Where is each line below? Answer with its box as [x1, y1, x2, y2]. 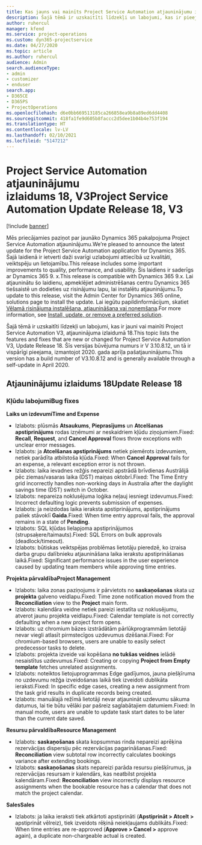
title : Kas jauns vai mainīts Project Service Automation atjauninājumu [6, 8, 192, 15]
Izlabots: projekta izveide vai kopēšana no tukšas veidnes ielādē [14, 651, 176, 658]
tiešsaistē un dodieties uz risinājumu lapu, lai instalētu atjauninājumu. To [6, 285, 183, 293]
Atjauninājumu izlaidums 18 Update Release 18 [6, 378, 182, 389]
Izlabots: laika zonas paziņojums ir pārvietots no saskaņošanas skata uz [14, 587, 195, 594]
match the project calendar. [14, 789, 84, 797]
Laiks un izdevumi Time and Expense [6, 410, 100, 418]
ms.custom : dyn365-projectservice [6, 37, 93, 43]
